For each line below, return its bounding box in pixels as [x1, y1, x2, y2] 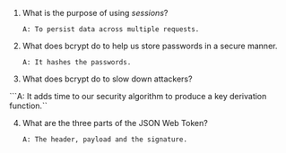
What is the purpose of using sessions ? [22, 8, 169, 18]
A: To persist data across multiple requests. [22, 25, 200, 34]
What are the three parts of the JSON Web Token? [22, 118, 208, 128]
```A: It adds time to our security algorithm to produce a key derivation [9, 91, 267, 101]
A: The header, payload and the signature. [22, 135, 188, 144]
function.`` [9, 100, 48, 111]
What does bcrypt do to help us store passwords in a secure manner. [22, 40, 278, 51]
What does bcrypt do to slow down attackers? [22, 73, 193, 84]
